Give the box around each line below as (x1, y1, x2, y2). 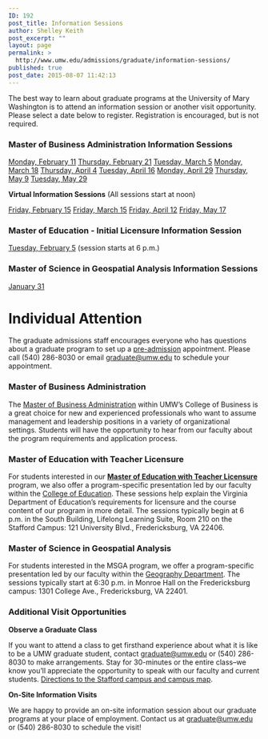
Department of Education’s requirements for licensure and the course (8, 497, 237, 507)
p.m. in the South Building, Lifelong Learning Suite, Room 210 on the (8, 514, 233, 524)
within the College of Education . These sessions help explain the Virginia (8, 489, 248, 499)
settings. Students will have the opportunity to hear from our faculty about (8, 425, 253, 435)
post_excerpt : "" (8, 34, 66, 42)
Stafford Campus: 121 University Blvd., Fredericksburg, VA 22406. (8, 523, 225, 532)
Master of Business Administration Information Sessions (8, 139, 234, 150)
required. (8, 118, 38, 128)
